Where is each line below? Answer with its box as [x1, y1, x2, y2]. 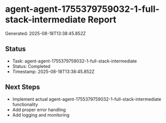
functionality [12, 101, 38, 107]
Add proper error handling [12, 107, 66, 113]
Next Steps [5, 83, 40, 91]
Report [87, 14, 116, 25]
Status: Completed [12, 63, 51, 69]
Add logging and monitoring [12, 112, 70, 118]
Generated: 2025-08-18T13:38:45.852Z [5, 30, 86, 36]
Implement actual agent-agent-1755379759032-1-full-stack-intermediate [12, 96, 162, 102]
